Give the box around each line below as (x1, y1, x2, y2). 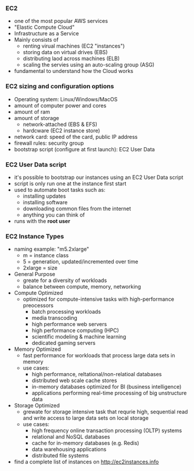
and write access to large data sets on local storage (22, 414, 149, 422)
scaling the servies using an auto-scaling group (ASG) (22, 61, 154, 68)
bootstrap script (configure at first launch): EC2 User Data (14, 145, 155, 152)
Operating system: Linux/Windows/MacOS (14, 95, 118, 102)
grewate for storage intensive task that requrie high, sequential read (22, 408, 188, 416)
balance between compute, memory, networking (22, 283, 142, 290)
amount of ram (14, 108, 51, 115)
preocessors (22, 302, 54, 309)
